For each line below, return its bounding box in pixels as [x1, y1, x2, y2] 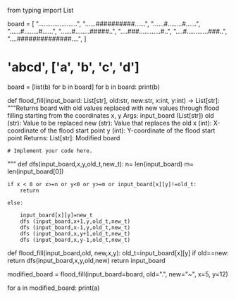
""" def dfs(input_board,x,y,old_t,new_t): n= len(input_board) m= [7, 159, 194, 168]
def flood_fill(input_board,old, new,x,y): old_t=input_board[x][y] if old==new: [7, 248, 229, 257]
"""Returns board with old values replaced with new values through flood [7, 104, 220, 112]
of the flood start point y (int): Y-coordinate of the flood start [39, 126, 216, 135]
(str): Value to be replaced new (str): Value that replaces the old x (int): [7, 118, 212, 127]
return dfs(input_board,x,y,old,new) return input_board [7, 256, 166, 264]
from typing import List [7, 6, 74, 14]
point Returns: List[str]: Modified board [7, 133, 120, 142]
